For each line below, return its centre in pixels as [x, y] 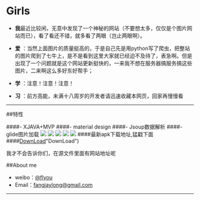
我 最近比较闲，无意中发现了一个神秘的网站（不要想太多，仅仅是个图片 [101, 28]
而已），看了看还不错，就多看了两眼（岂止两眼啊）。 [83, 35]
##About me [21, 165]
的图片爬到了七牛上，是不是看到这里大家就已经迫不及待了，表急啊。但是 [103, 55]
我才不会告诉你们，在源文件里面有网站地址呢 [61, 153]
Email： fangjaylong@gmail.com [54, 185]
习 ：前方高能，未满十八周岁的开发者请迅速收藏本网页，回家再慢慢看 [99, 96]
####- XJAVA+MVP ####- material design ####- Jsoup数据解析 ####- [94, 127]
